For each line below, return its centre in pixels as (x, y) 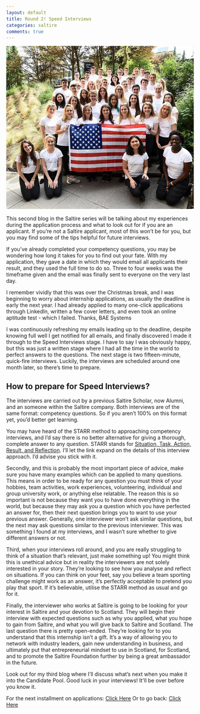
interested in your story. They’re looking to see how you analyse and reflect (99, 569)
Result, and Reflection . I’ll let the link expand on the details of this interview (98, 450)
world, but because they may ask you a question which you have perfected (98, 506)
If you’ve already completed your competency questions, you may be (91, 249)
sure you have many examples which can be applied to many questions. (94, 475)
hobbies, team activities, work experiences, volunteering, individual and (94, 487)
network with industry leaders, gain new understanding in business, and (95, 644)
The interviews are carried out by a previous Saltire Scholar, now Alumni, (95, 401)
